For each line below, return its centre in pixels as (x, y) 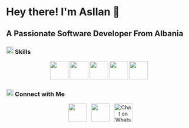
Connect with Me (40, 94)
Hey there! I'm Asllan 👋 (63, 12)
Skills (23, 51)
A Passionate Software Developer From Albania (95, 34)
